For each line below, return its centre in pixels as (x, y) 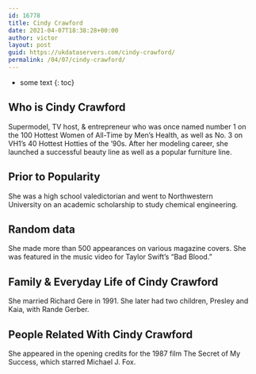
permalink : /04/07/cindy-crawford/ (67, 60)
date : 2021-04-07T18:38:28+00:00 (63, 30)
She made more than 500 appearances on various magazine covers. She (127, 249)
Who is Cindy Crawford (67, 108)
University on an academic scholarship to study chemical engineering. (123, 204)
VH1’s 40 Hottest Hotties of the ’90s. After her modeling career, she (118, 143)
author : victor (33, 38)
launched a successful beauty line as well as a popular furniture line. (120, 152)
